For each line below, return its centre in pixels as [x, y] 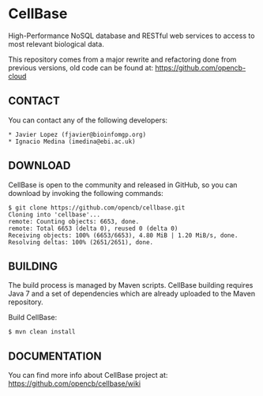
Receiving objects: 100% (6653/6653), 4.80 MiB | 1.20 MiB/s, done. [123, 235]
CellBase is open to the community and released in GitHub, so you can [123, 185]
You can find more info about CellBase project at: [88, 375]
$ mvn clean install [42, 332]
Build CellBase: [33, 318]
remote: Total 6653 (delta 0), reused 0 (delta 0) [93, 228]
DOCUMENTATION [55, 356]
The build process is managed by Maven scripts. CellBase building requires [131, 285]
